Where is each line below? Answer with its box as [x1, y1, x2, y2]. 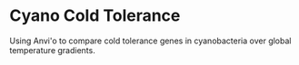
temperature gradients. [9, 44, 95, 55]
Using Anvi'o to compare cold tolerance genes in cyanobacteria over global [9, 35, 292, 46]
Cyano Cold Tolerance [9, 5, 181, 26]
